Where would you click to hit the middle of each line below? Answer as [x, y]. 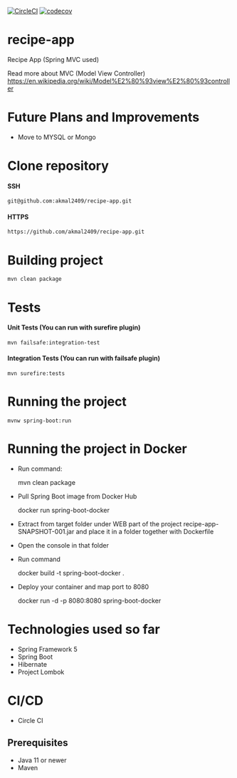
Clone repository [58, 166]
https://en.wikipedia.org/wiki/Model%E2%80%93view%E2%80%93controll [118, 81]
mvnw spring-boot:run [39, 421]
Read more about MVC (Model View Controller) [77, 73]
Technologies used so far [84, 629]
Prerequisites [38, 743]
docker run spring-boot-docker [64, 510]
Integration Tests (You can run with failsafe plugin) [84, 358]
